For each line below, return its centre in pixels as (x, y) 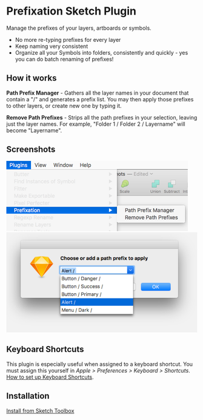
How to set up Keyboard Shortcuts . (50, 377)
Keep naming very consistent (52, 46)
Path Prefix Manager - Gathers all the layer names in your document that (98, 93)
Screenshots (31, 150)
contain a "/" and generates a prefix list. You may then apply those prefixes (100, 99)
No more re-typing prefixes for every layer (68, 39)
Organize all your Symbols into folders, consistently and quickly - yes (101, 52)
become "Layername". (34, 130)
